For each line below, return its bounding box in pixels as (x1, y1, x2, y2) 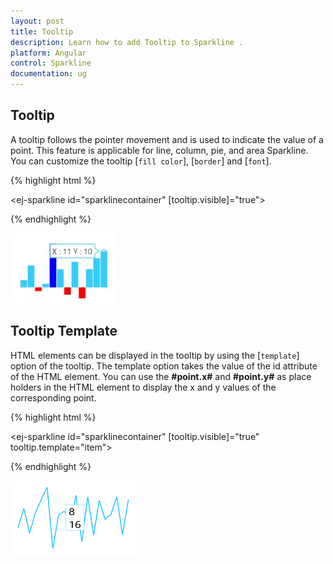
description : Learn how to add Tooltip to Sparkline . (10, 37, 244, 47)
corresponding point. (10, 391, 97, 404)
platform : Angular (10, 48, 87, 58)
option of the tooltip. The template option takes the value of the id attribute (10, 360, 318, 372)
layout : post (10, 16, 65, 26)
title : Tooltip (10, 26, 74, 37)
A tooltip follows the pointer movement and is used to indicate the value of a (10, 133, 324, 145)
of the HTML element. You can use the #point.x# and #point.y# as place (10, 370, 312, 382)
